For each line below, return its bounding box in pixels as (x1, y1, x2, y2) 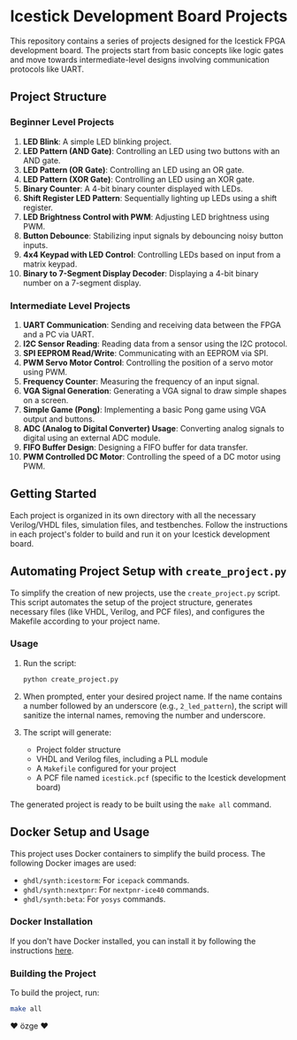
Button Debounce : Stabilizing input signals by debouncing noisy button (22, 230, 284, 241)
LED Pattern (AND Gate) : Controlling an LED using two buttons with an (22, 145, 280, 156)
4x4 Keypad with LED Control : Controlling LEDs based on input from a (22, 249, 281, 260)
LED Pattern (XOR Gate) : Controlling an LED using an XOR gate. (22, 174, 255, 184)
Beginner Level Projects (10, 116, 114, 128)
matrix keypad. (22, 259, 78, 269)
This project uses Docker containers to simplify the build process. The (10, 848, 266, 858)
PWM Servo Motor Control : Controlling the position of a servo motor (22, 357, 274, 368)
